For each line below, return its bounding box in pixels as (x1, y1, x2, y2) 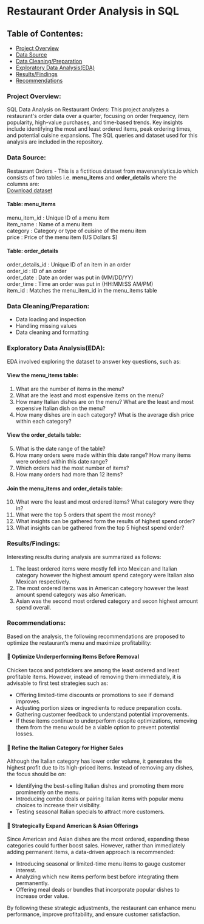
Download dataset (7, 187, 53, 194)
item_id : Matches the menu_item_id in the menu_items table (7, 287, 157, 294)
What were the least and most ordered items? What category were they (15, 498, 195, 505)
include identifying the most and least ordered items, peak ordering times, (7, 125, 192, 133)
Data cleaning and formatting (15, 328, 89, 336)
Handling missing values (15, 322, 77, 330)
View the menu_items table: (7, 372, 79, 379)
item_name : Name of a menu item (7, 220, 93, 228)
